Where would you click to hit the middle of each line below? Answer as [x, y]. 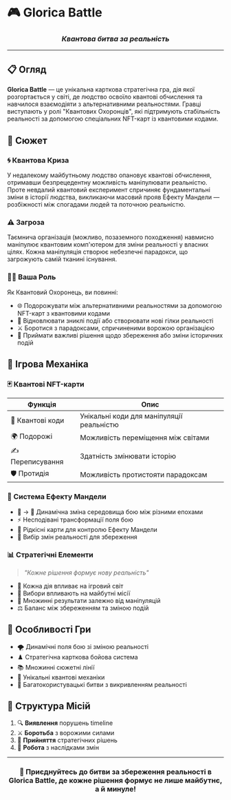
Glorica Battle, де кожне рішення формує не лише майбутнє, [115, 781]
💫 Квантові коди [37, 420]
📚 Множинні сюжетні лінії [56, 667]
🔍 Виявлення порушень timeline [65, 723]
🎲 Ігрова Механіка [48, 364]
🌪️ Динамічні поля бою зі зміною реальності [83, 646]
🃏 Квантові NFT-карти [46, 384]
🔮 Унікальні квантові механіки [61, 677]
